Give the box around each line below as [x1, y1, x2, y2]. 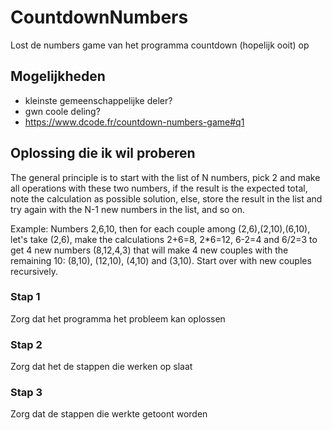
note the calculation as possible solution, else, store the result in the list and [10, 192, 323, 205]
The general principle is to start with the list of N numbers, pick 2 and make [10, 171, 321, 183]
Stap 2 [10, 337, 43, 351]
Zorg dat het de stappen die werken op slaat [10, 361, 193, 373]
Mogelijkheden [10, 68, 106, 85]
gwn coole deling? [24, 105, 101, 117]
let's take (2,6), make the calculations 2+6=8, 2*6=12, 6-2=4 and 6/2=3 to [10, 233, 318, 245]
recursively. [10, 265, 59, 277]
